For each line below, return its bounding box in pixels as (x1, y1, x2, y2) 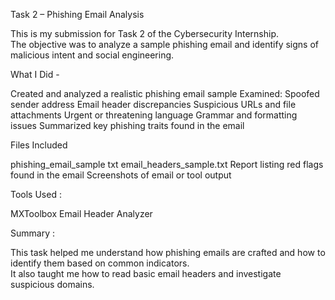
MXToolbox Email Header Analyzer (10, 208, 153, 219)
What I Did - (10, 69, 60, 80)
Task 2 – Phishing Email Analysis (10, 9, 145, 20)
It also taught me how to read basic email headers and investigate (10, 268, 282, 279)
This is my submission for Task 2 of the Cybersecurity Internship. (10, 28, 280, 39)
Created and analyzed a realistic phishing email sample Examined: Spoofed (10, 88, 320, 99)
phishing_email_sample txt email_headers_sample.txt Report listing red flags (10, 159, 324, 170)
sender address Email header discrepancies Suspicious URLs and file (10, 99, 297, 110)
